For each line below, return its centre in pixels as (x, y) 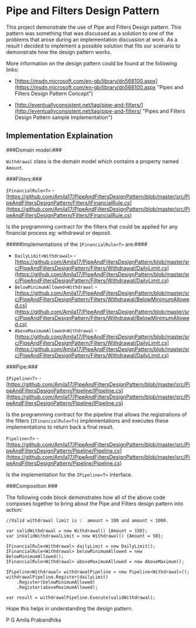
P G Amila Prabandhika (34, 620)
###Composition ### (32, 486)
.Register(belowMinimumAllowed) (56, 582)
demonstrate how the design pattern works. (59, 52)
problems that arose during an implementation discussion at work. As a (92, 39)
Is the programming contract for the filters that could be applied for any (92, 227)
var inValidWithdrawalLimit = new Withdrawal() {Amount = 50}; (85, 536)
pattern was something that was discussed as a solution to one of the (90, 33)
